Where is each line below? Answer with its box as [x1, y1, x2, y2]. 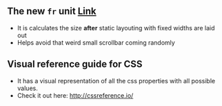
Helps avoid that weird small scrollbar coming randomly [17, 38, 176, 47]
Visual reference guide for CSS [7, 59, 143, 70]
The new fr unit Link [7, 6, 97, 17]
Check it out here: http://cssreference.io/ [17, 91, 134, 99]
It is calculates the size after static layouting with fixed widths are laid [17, 23, 215, 32]
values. [17, 84, 38, 92]
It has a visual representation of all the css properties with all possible [17, 76, 216, 85]
